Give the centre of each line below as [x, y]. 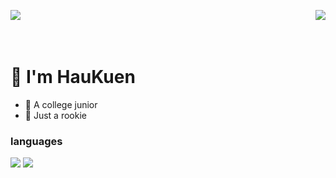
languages [36, 141]
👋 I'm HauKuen [73, 77]
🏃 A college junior [61, 104]
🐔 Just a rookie [55, 115]
